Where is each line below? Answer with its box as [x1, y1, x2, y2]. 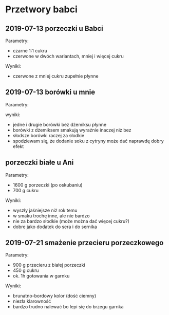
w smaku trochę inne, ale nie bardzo [12, 212, 90, 219]
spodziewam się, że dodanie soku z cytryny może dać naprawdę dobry [12, 138, 164, 144]
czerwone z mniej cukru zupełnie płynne [12, 73, 99, 79]
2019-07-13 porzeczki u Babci [5, 24, 104, 33]
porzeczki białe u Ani [5, 158, 74, 167]
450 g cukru [12, 267, 39, 273]
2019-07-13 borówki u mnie [5, 88, 96, 97]
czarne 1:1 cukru [12, 48, 47, 53]
